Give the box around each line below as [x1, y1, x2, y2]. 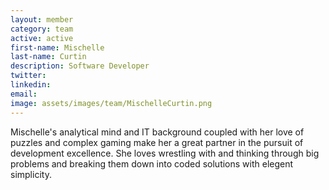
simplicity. [10, 168, 52, 180]
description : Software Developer [10, 61, 150, 71]
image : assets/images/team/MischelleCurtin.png [10, 98, 213, 108]
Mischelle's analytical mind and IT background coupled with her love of [10, 126, 305, 138]
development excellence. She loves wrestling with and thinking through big [10, 147, 320, 159]
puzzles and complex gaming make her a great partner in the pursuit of [10, 136, 304, 148]
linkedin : [10, 80, 52, 90]
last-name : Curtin [10, 52, 87, 62]
